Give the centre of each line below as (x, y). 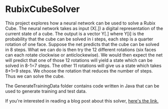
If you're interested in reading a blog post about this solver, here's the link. (82, 100)
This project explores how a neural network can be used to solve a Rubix (80, 23)
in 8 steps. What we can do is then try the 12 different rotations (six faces (81, 49)
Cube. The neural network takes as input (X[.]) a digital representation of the (84, 28)
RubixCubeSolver (43, 9)
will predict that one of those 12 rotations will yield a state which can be (79, 60)
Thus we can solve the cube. (35, 76)
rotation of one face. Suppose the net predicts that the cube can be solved (82, 44)
